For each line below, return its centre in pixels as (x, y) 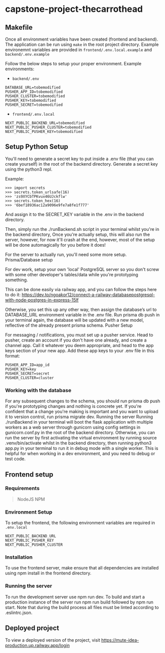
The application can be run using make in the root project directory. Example (82, 44)
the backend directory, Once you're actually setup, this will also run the (78, 234)
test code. (15, 459)
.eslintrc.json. (19, 612)
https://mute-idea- (120, 640)
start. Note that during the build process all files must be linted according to (82, 607)
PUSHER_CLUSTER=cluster (30, 378)
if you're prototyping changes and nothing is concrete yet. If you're (73, 406)
